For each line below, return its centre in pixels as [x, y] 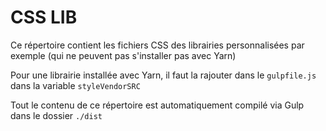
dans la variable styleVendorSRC [75, 85]
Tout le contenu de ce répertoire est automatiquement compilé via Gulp [157, 105]
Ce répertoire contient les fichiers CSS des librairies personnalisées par [157, 45]
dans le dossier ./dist [56, 115]
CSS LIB [44, 17]
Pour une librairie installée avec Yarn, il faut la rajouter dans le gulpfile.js [163, 75]
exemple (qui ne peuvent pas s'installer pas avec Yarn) [123, 55]
